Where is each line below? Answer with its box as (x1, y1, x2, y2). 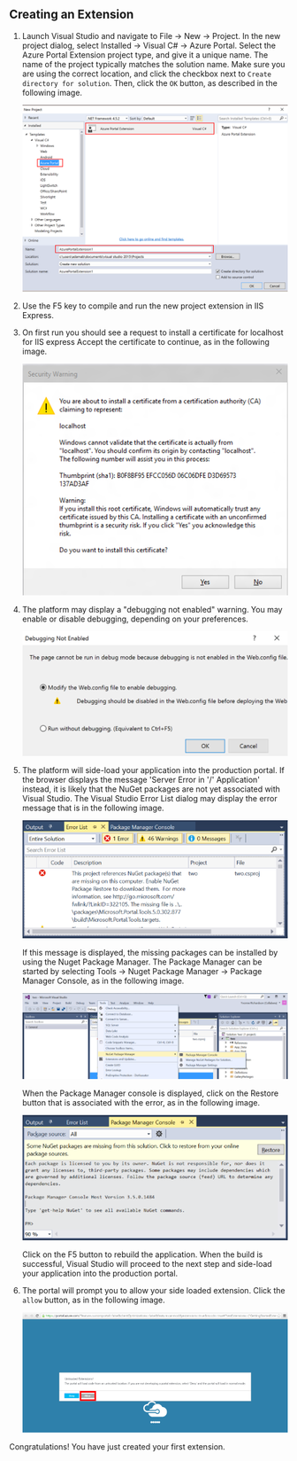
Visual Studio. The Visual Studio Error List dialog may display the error (21, 793, 278, 804)
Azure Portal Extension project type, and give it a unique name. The (21, 49, 269, 60)
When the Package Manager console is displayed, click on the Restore (21, 1088, 279, 1098)
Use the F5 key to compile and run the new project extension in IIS (21, 301, 264, 311)
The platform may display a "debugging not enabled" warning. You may (21, 604, 283, 614)
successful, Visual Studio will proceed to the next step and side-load (21, 1258, 272, 1269)
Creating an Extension (9, 7, 134, 22)
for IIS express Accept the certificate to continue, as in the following (21, 336, 270, 347)
